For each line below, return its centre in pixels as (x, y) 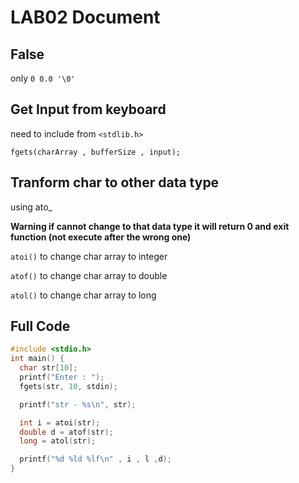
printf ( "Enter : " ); (62, 377)
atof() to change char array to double (89, 275)
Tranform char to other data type (115, 182)
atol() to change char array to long (83, 295)
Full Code (40, 326)
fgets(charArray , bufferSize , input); (96, 152)
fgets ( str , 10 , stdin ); (68, 386)
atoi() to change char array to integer (89, 256)
